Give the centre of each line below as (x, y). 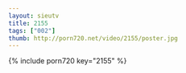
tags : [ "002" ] (32, 30)
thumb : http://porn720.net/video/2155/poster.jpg (93, 38)
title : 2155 (28, 23)
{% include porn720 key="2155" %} (68, 61)
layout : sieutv (34, 16)
